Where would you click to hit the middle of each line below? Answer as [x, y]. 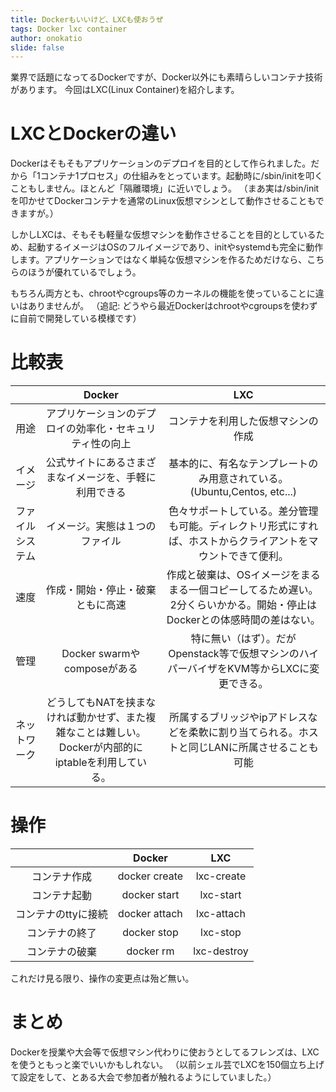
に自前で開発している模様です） [76, 318]
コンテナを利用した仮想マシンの [243, 421]
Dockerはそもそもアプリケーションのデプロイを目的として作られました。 [161, 163]
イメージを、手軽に [111, 478]
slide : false [37, 47]
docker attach [150, 914]
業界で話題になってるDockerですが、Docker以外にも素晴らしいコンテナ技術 [166, 77]
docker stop [150, 933]
